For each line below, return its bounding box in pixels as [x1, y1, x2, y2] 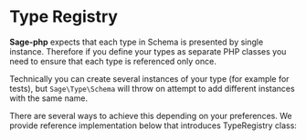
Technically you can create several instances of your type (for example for [9, 73, 290, 84]
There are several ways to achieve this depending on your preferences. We [9, 110, 292, 121]
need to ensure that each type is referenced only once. [9, 55, 216, 66]
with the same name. [9, 93, 89, 104]
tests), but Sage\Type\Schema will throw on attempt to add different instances [9, 83, 295, 94]
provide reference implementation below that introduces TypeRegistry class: [9, 120, 297, 131]
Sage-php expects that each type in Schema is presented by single [9, 36, 264, 47]
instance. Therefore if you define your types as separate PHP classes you [9, 45, 287, 56]
